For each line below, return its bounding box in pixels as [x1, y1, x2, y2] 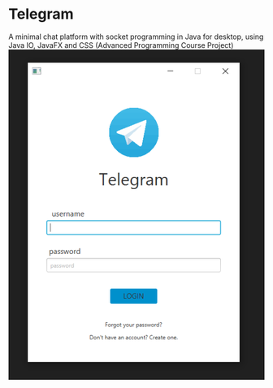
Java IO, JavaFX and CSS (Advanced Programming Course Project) [8, 40, 234, 50]
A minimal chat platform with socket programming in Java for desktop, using [8, 32, 264, 41]
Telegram [8, 5, 74, 24]
